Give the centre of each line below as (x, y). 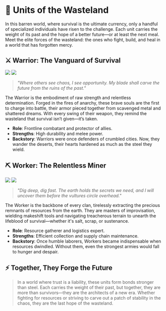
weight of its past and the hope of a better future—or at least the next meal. (82, 34)
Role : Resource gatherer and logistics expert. (58, 231)
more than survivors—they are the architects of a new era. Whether (86, 293)
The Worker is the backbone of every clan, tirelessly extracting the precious (83, 205)
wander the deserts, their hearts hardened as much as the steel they (82, 144)
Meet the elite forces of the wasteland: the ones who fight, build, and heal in (83, 40)
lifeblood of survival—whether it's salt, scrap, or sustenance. (67, 221)
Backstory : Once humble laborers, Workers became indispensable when (86, 241)
